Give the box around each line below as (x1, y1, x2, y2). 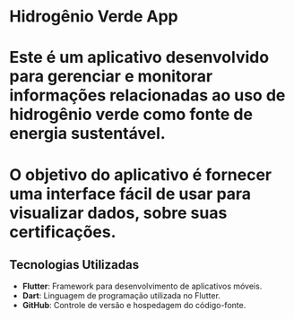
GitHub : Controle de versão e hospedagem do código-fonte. (22, 300, 246, 311)
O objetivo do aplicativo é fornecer (9, 164, 272, 185)
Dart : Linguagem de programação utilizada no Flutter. (22, 290, 221, 301)
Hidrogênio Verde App (9, 6, 178, 27)
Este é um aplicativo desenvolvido (9, 47, 270, 68)
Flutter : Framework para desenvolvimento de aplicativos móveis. (22, 280, 263, 292)
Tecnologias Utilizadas (9, 257, 140, 272)
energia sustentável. (9, 124, 166, 144)
